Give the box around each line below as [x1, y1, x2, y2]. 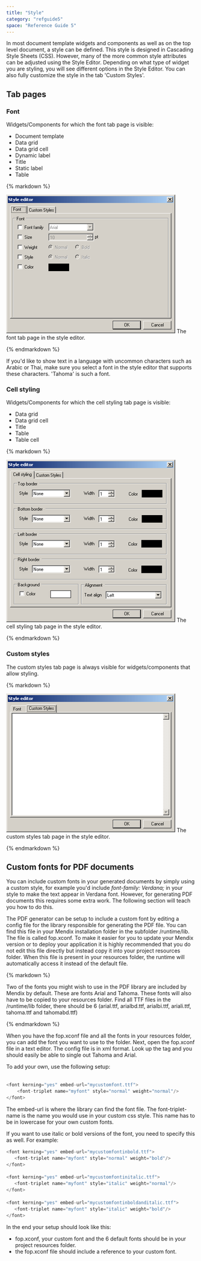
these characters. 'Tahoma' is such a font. [6, 371, 111, 378]
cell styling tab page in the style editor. [6, 623, 102, 630]
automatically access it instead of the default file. [6, 960, 128, 967]
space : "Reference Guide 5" [6, 22, 77, 28]
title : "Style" [6, 10, 45, 16]
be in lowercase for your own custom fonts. [6, 1118, 114, 1125]
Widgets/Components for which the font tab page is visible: [6, 121, 154, 128]
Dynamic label [14, 152, 51, 159]
